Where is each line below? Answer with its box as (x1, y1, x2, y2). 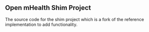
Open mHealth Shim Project (5, 4, 91, 12)
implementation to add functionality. (5, 21, 78, 27)
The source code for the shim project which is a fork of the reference (5, 16, 144, 22)
